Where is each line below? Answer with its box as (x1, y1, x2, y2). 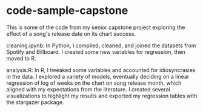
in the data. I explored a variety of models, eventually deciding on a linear (6, 73, 190, 80)
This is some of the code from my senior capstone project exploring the (6, 24, 185, 31)
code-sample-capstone (6, 4, 128, 18)
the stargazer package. (6, 98, 65, 106)
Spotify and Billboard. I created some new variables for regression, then (6, 48, 186, 55)
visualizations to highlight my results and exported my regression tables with (6, 92, 198, 99)
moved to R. (6, 54, 36, 62)
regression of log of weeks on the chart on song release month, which (6, 79, 182, 87)
